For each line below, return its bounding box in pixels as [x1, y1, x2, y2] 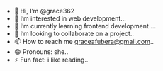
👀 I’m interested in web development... [13, 14, 126, 23]
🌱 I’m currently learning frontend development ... [13, 22, 156, 30]
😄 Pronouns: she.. [13, 48, 69, 56]
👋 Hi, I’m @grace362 [13, 7, 75, 15]
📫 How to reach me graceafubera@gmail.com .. [13, 38, 154, 45]
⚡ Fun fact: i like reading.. [13, 55, 89, 64]
